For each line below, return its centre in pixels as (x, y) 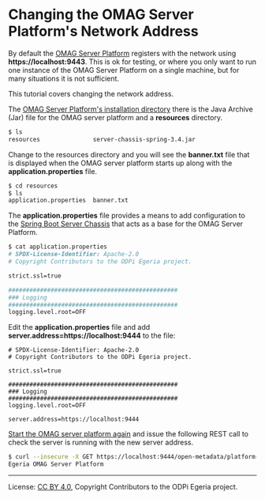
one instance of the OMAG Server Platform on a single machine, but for (124, 70)
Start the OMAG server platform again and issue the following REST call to (128, 434)
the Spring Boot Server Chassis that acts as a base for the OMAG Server (125, 224)
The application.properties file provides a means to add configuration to (127, 216)
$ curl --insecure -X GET (50, 457)
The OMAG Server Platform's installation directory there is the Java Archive (131, 109)
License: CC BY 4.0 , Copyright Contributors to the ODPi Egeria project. (123, 487)
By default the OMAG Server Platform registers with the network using (122, 53)
